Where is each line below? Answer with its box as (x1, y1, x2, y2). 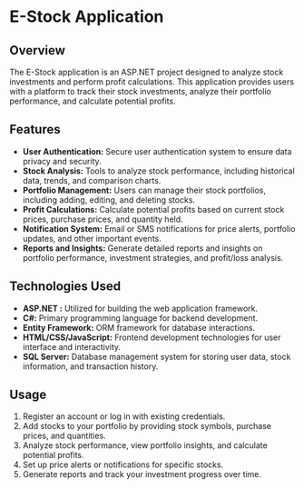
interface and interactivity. (22, 341, 121, 352)
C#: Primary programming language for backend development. (22, 312, 259, 324)
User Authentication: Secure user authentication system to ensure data (22, 145, 292, 156)
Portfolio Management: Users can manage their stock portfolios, (22, 185, 266, 195)
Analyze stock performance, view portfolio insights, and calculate (22, 440, 268, 451)
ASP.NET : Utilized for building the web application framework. (22, 303, 259, 314)
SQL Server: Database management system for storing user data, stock (22, 351, 291, 362)
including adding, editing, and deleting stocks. (22, 194, 196, 205)
